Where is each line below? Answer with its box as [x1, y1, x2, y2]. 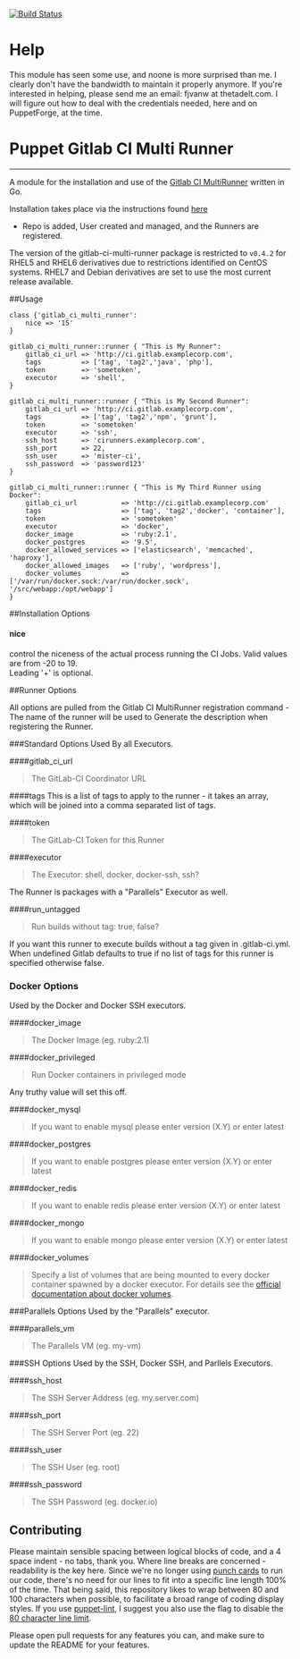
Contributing [9, 1522, 82, 1537]
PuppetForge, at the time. [9, 107, 103, 118]
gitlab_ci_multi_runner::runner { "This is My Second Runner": [9, 396, 250, 406]
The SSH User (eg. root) [30, 1462, 121, 1473]
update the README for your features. [9, 1639, 150, 1650]
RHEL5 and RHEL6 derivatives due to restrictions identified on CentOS [9, 257, 268, 267]
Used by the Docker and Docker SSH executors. [9, 1000, 187, 1011]
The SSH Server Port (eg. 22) [30, 1427, 140, 1438]
